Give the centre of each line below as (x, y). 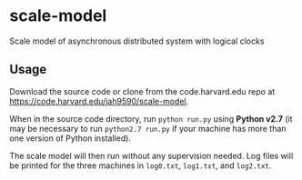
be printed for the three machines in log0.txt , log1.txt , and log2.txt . (141, 165)
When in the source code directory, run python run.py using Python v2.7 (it (151, 118)
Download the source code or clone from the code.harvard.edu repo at (142, 91)
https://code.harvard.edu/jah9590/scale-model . (99, 101)
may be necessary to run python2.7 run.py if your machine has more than (148, 128)
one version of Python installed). (70, 138)
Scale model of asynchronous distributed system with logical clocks (137, 41)
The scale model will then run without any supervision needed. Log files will (151, 155)
